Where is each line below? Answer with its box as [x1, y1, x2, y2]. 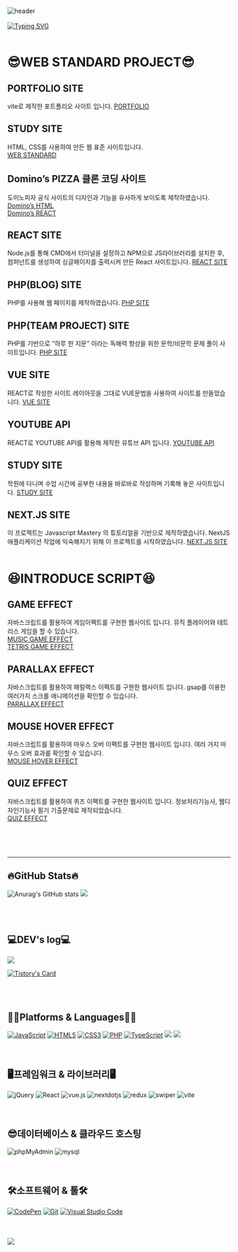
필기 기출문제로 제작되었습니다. [38, 806, 123, 814]
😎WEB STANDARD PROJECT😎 [7, 54, 195, 70]
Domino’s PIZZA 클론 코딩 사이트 [7, 173, 147, 185]
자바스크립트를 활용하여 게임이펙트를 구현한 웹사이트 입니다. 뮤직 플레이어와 [7, 618, 216, 627]
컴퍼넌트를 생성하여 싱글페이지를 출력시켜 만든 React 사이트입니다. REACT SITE [7, 257, 228, 266]
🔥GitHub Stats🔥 [7, 870, 79, 882]
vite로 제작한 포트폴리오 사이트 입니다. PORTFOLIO [7, 102, 149, 110]
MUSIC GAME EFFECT [7, 635, 73, 643]
